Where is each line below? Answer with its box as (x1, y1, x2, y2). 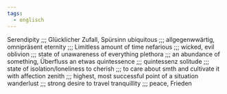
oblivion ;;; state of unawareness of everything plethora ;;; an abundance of (7, 49, 221, 58)
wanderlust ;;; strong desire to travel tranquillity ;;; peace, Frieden (7, 79, 192, 87)
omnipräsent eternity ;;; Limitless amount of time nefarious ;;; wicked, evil (7, 43, 215, 51)
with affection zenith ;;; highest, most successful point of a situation (7, 71, 199, 80)
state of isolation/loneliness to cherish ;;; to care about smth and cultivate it (7, 64, 220, 73)
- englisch (13, 16, 45, 23)
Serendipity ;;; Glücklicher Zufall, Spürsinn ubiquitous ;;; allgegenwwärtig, (7, 35, 215, 43)
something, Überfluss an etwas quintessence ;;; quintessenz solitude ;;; (7, 57, 209, 65)
